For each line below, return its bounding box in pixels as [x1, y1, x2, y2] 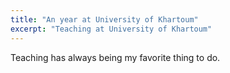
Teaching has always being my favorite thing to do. [10, 51, 221, 63]
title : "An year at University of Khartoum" [10, 14, 199, 25]
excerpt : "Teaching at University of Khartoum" [10, 24, 213, 34]
